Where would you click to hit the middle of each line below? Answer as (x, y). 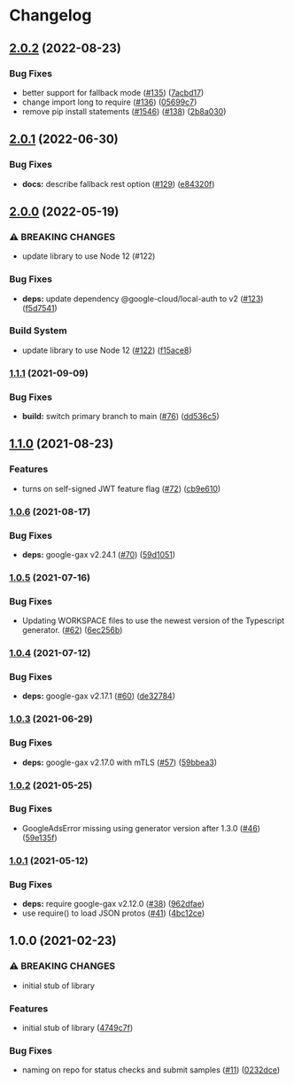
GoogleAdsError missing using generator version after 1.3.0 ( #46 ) (141, 828)
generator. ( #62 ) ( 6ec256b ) (72, 630)
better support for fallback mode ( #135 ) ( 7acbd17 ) (113, 92)
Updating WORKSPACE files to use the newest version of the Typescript (153, 620)
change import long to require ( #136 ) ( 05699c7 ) (109, 102)
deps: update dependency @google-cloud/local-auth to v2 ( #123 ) (143, 299)
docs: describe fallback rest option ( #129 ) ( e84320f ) (118, 183)
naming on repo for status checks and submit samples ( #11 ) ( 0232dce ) (151, 1070)
